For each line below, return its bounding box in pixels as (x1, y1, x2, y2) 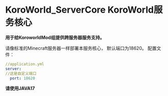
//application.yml (5, 61, 44, 67)
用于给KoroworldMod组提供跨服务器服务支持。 (5, 34, 105, 40)
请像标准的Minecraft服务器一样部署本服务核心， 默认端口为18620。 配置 (5, 45, 157, 51)
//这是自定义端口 (5, 71, 37, 76)
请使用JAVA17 (5, 85, 35, 91)
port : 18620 (10, 76, 36, 81)
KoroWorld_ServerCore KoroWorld (5, 4, 154, 16)
